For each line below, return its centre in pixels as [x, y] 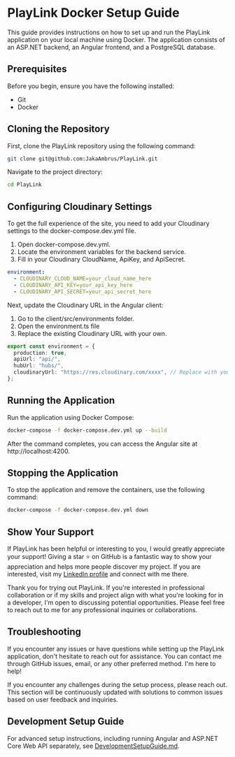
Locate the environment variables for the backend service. [102, 252]
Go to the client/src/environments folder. [76, 318]
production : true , [41, 353]
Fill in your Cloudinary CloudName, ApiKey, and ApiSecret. [101, 260]
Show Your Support [51, 532]
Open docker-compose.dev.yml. [64, 245]
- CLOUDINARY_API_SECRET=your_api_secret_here [83, 292]
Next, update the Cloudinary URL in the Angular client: [85, 305]
